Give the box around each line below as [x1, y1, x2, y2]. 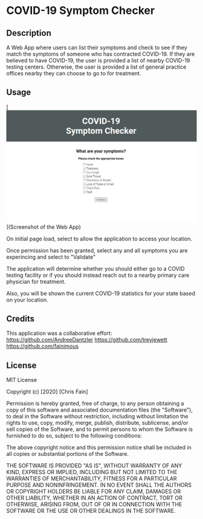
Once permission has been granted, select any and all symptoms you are [6, 246, 188, 254]
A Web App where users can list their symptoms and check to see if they [6, 44, 187, 51]
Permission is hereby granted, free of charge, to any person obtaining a [6, 400, 184, 407]
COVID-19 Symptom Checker [6, 4, 155, 18]
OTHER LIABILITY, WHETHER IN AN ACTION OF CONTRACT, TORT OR [6, 494, 182, 501]
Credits [6, 314, 35, 324]
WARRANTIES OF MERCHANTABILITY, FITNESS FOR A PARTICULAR [6, 475, 177, 483]
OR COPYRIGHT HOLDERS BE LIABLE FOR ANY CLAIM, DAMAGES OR [6, 488, 181, 495]
